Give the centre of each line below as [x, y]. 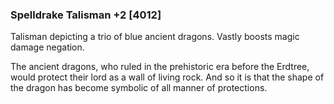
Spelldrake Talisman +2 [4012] [86, 15]
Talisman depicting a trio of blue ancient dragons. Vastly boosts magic [155, 37]
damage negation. [47, 47]
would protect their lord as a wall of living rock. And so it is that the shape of [167, 77]
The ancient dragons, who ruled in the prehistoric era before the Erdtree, [160, 67]
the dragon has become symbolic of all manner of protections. [139, 88]
